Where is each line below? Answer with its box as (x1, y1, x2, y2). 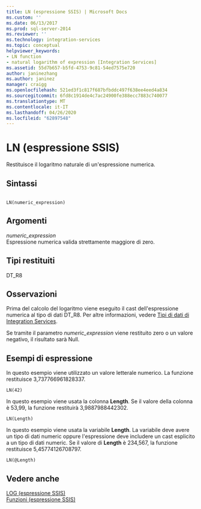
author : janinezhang (6, 70, 58, 76)
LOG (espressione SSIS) (6, 490, 66, 497)
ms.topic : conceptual (6, 43, 61, 49)
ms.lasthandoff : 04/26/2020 (6, 110, 77, 116)
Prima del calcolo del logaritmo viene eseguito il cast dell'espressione (6, 305, 179, 312)
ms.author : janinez (6, 76, 55, 82)
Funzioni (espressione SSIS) (6, 496, 76, 503)
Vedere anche (6, 474, 60, 484)
